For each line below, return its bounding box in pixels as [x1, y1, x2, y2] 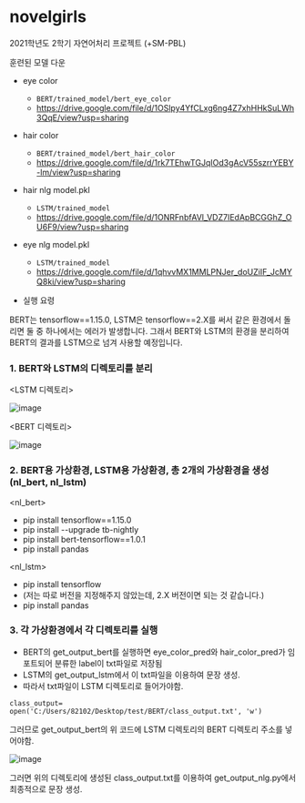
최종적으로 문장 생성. [9, 783, 83, 794]
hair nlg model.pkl [22, 184, 91, 195]
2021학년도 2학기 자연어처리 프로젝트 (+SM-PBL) [9, 37, 187, 48]
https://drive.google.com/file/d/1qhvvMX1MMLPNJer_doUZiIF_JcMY [36, 266, 293, 277]
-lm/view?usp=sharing [36, 167, 121, 178]
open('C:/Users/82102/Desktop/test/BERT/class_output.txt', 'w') [9, 706, 262, 716]
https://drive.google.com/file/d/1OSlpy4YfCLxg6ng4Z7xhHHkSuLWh [36, 102, 295, 113]
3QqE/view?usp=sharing [36, 112, 129, 123]
